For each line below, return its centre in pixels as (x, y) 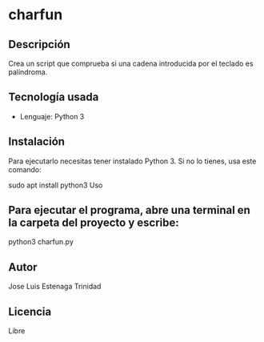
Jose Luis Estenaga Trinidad (55, 287)
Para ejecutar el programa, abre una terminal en (129, 210)
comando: (25, 169)
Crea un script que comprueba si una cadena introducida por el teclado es (131, 63)
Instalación (37, 142)
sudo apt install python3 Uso (56, 185)
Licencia (30, 311)
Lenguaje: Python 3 (52, 116)
